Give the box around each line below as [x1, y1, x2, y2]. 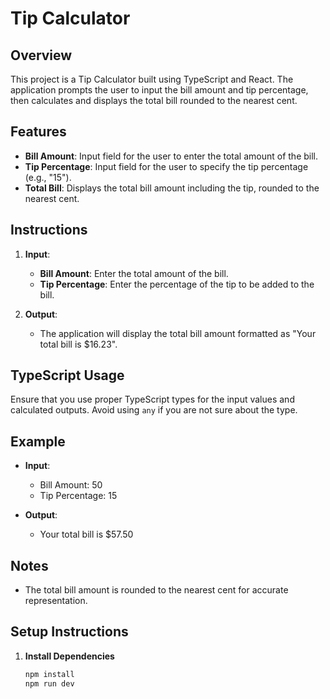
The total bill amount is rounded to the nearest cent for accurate [24, 584, 289, 596]
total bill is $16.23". [39, 338, 118, 350]
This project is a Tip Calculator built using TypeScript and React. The [10, 73, 294, 85]
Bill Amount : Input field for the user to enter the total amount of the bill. [24, 150, 319, 162]
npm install [24, 669, 75, 679]
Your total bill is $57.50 [39, 528, 134, 541]
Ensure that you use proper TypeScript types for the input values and [10, 393, 295, 406]
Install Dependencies [24, 650, 115, 662]
